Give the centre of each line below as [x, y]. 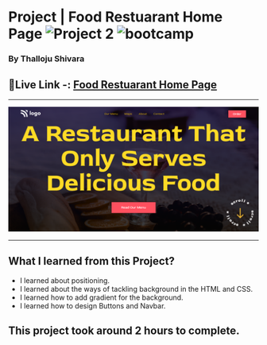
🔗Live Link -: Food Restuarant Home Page [112, 85]
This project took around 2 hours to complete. [124, 331]
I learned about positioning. [64, 280]
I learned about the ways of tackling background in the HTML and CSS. [136, 289]
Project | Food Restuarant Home [116, 17]
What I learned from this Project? [91, 261]
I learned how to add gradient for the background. [102, 297]
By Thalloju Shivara [46, 59]
